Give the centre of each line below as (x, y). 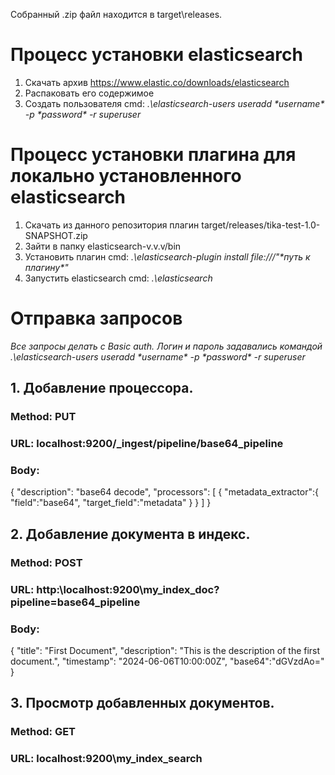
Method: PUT (43, 417)
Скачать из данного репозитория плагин (112, 225)
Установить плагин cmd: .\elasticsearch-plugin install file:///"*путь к (167, 256)
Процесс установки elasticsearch (156, 55)
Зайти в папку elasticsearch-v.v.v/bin (103, 246)
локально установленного (126, 176)
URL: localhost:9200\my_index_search (106, 759)
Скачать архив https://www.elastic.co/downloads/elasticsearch (157, 82)
